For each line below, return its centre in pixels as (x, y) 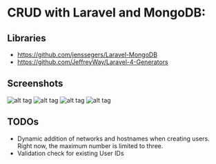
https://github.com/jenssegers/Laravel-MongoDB (87, 54)
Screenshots (35, 84)
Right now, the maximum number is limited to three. (90, 145)
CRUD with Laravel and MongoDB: (106, 13)
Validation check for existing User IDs (70, 153)
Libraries (27, 38)
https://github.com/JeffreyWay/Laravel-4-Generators (92, 62)
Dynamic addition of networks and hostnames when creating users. (114, 139)
